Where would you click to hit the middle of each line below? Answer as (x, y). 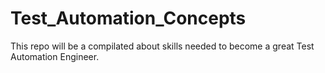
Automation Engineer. (55, 56)
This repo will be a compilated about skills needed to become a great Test (162, 46)
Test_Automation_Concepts (128, 18)
